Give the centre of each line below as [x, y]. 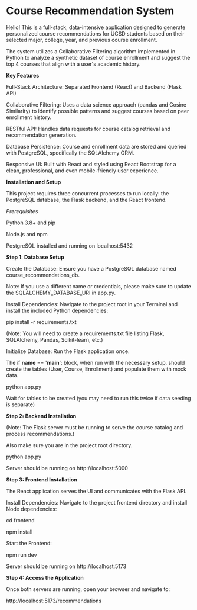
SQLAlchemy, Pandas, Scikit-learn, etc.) [55, 339]
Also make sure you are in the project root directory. [69, 445]
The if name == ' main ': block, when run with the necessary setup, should [96, 362]
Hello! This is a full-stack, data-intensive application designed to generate [96, 27]
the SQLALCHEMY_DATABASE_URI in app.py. [61, 293]
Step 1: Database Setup [35, 257]
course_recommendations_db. [43, 275]
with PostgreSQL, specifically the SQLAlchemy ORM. [70, 153]
